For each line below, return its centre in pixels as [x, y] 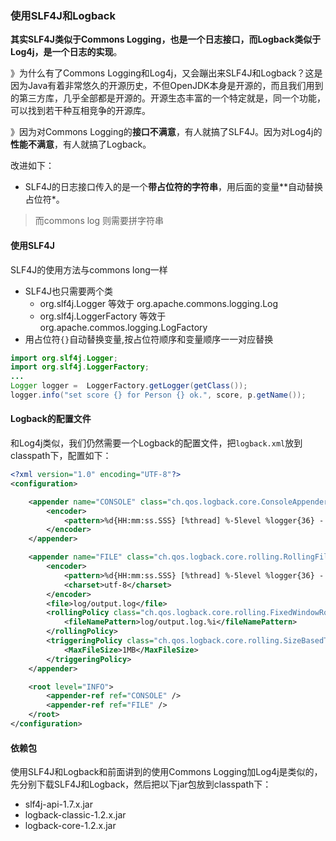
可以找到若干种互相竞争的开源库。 [80, 111]
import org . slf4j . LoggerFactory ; [80, 367]
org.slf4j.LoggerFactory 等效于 [103, 316]
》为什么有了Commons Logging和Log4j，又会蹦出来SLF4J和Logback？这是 [166, 73]
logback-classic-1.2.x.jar [75, 815]
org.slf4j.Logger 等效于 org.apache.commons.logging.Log [159, 303]
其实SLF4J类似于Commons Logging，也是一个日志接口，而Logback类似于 [166, 39]
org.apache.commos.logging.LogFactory [123, 327]
